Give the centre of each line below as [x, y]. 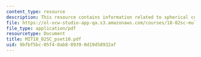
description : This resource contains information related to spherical [97, 17]
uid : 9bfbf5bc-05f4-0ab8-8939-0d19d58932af [61, 45]
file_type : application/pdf [41, 28]
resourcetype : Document [36, 34]
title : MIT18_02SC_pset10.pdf [44, 39]
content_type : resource [36, 12]
